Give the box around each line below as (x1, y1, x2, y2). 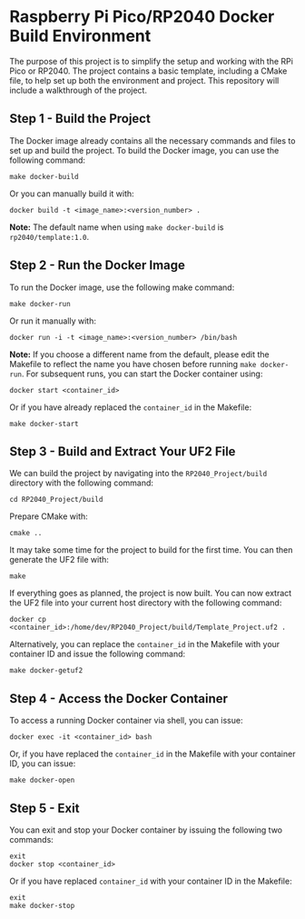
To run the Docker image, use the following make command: (9, 282, 235, 293)
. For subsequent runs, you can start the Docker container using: (21, 368, 263, 379)
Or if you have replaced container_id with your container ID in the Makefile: (9, 875, 292, 886)
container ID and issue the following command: (9, 648, 186, 660)
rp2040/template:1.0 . (9, 231, 90, 242)
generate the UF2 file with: (9, 554, 109, 565)
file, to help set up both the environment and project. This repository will (9, 75, 280, 85)
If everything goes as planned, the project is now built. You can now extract (9, 588, 292, 599)
